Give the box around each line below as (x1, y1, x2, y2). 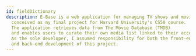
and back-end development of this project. (11, 41, 118, 47)
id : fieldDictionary (6, 8, 57, 15)
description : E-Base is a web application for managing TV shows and (6, 14, 179, 20)
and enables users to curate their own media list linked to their (11, 30, 179, 36)
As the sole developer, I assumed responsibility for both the (11, 36, 168, 41)
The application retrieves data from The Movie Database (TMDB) (11, 24, 171, 31)
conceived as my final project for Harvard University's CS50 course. (11, 19, 187, 25)
